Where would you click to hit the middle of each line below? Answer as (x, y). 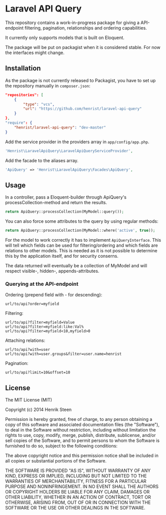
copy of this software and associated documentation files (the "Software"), (82, 425)
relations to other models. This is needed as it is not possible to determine (81, 250)
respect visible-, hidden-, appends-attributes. (52, 271)
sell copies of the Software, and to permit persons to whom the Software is (82, 440)
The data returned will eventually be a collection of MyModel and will (76, 265)
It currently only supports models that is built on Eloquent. (65, 38)
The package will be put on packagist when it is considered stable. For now (83, 47)
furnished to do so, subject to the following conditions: (61, 446)
